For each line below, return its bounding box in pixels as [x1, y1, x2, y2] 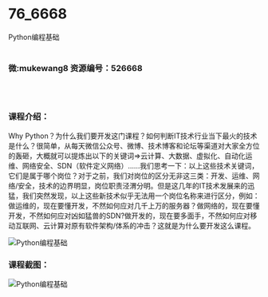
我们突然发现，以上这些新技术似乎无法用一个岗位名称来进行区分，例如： [22, 191, 260, 200]
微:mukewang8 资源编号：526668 [8, 62, 143, 73]
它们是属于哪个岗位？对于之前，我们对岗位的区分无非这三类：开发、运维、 [8, 171, 253, 180]
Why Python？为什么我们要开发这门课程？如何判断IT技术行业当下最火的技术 [8, 131, 258, 141]
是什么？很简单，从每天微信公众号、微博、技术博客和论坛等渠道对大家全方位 [8, 141, 260, 150]
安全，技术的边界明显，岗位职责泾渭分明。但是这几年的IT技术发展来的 [18, 180, 248, 190]
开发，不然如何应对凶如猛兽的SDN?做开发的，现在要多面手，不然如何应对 [8, 211, 250, 220]
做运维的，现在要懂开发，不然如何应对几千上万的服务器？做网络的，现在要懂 [8, 200, 260, 210]
